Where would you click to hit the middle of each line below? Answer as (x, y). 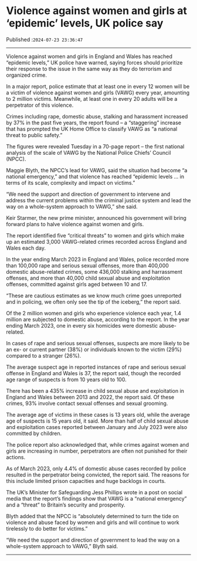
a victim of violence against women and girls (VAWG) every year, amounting (98, 93)
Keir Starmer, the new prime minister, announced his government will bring (96, 217)
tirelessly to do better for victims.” (47, 528)
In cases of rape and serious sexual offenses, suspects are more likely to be (98, 343)
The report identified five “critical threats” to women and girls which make (95, 235)
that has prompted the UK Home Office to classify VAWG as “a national (92, 129)
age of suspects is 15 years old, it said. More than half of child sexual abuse (97, 421)
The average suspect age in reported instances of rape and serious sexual (96, 367)
